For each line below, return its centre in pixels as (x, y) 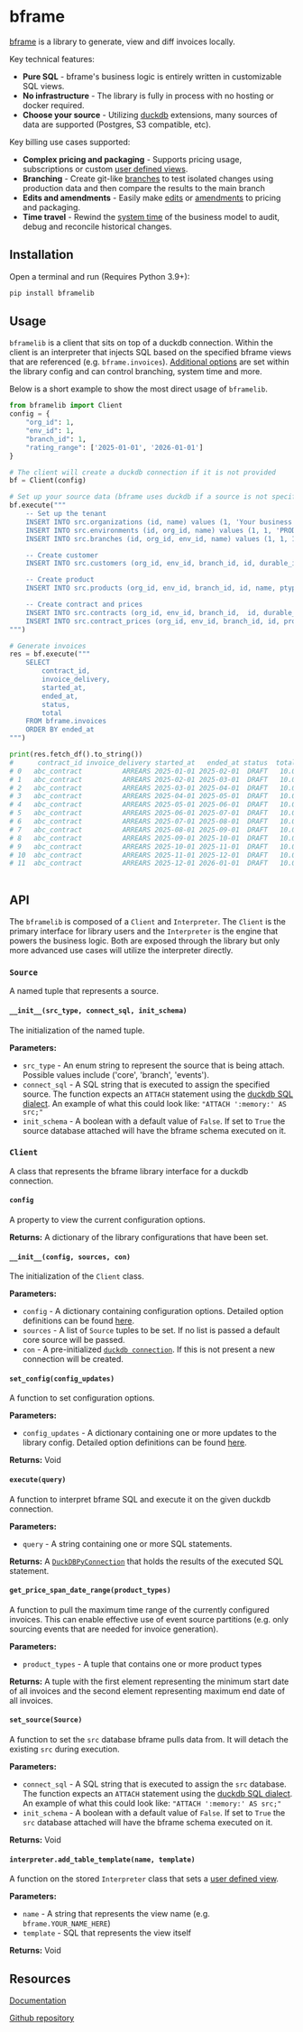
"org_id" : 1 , (50, 423)
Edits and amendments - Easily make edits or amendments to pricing (151, 198)
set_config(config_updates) (62, 1379)
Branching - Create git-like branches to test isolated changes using (147, 179)
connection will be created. (73, 1359)
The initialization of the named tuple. (77, 1030)
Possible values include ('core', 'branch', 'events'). (116, 1074)
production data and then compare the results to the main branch (144, 188)
